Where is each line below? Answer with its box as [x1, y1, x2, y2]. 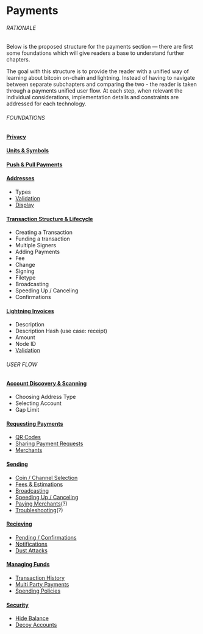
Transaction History [15, 574, 65, 582]
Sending [6, 460, 29, 468]
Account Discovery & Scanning [6, 379, 87, 387]
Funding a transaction [15, 235, 70, 242]
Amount [15, 334, 35, 341]
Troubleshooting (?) [15, 506, 63, 513]
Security [6, 601, 29, 608]
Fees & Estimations [15, 481, 63, 488]
